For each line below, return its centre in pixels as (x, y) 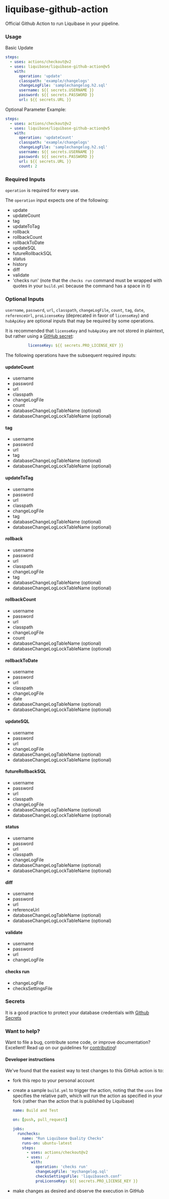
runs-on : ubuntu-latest (47, 1143)
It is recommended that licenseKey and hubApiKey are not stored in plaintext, (85, 331)
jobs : (18, 1129)
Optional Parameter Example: (36, 109)
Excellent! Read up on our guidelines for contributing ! (61, 1048)
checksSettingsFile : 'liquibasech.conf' (79, 1176)
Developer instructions (30, 1059)
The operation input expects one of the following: (57, 200)
